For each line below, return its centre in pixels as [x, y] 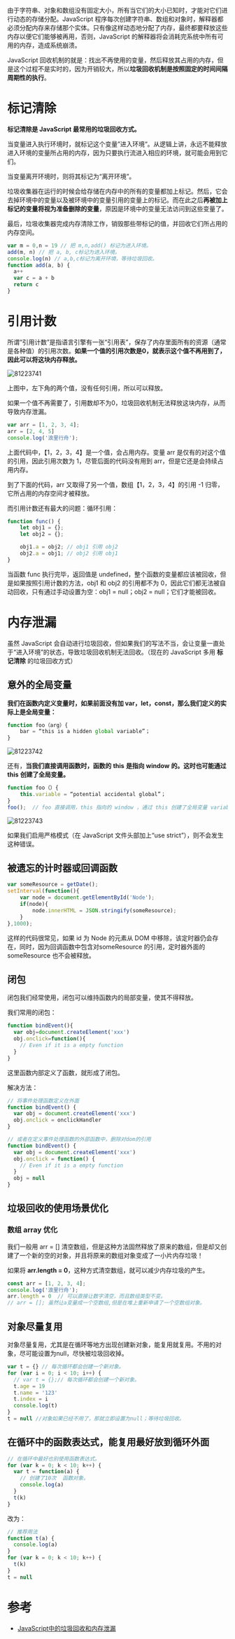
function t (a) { [31, 1538]
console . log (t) [36, 1406]
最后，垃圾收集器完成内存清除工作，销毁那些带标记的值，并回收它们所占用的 [117, 223]
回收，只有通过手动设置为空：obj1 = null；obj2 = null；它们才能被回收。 [116, 591]
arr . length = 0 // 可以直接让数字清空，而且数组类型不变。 [87, 1296]
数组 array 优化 [33, 1230]
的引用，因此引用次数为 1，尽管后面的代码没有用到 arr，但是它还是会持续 [113, 461]
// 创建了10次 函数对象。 [54, 1478]
